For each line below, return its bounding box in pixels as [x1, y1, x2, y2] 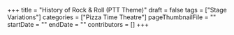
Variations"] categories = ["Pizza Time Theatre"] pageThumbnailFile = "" [7, 13, 217, 21]
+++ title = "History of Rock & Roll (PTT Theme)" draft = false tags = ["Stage [7, 6, 227, 14]
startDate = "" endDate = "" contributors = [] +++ [7, 21, 149, 28]
